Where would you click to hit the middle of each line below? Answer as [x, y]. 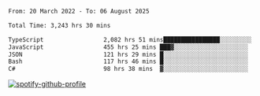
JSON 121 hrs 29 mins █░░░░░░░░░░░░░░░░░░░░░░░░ [128, 54]
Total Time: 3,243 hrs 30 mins [59, 25]
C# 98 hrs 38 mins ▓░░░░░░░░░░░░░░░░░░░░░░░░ [128, 69]
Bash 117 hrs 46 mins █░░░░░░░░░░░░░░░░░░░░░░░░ [128, 62]
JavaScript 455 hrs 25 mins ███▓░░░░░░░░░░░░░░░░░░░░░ [128, 47]
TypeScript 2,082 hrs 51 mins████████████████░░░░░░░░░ [130, 39]
